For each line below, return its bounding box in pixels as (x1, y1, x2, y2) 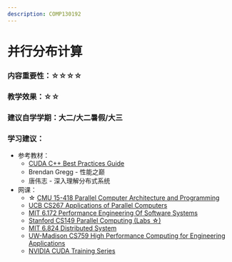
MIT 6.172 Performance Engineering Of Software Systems (28, 208, 198, 217)
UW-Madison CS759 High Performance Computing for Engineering (28, 231, 226, 240)
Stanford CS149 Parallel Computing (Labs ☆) (28, 216, 161, 225)
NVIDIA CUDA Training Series (28, 246, 116, 255)
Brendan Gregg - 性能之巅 (28, 167, 105, 176)
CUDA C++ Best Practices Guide (28, 158, 125, 168)
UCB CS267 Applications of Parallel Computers (28, 201, 168, 209)
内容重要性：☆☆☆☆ (7, 71, 82, 81)
